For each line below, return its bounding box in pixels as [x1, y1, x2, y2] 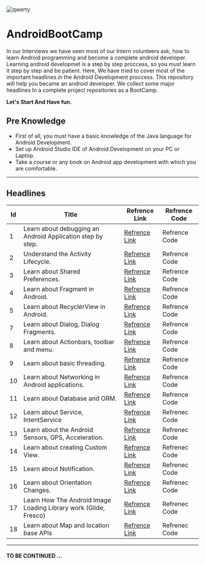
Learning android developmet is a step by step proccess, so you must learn [6, 60, 196, 67]
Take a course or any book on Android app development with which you [15, 158, 196, 165]
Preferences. [23, 275, 60, 283]
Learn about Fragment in [23, 284, 95, 293]
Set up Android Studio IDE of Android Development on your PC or [15, 145, 180, 152]
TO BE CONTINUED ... [6, 552, 63, 560]
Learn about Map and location [23, 521, 110, 529]
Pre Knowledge [6, 116, 66, 127]
